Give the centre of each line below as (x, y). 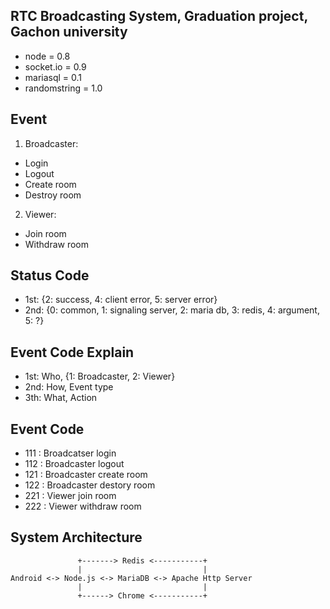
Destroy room (53, 195)
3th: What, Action (61, 398)
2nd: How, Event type (69, 387)
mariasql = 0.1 (53, 77)
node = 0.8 (47, 56)
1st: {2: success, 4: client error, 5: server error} (121, 300)
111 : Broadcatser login (70, 453)
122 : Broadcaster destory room (90, 485)
